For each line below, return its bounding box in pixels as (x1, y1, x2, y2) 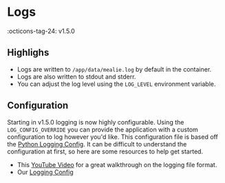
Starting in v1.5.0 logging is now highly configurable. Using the (7, 118, 184, 126)
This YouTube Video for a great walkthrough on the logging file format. (17, 160, 217, 169)
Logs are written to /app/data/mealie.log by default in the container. (17, 65, 212, 73)
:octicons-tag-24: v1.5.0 (7, 27, 76, 35)
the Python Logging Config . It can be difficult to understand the (7, 140, 187, 148)
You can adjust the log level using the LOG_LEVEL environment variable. (17, 80, 216, 88)
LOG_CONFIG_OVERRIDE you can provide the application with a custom (7, 125, 198, 133)
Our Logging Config (17, 168, 74, 176)
